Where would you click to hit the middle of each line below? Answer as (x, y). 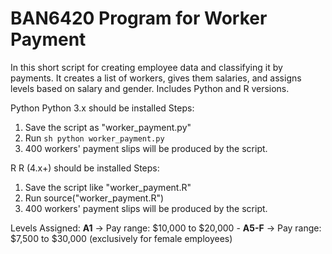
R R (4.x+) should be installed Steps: (85, 168)
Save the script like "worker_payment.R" (108, 187)
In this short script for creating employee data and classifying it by (146, 67)
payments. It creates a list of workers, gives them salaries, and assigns (156, 78)
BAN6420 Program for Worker (139, 18)
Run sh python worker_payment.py (94, 138)
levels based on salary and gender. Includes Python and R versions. (150, 88)
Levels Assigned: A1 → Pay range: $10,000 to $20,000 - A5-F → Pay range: (166, 228)
